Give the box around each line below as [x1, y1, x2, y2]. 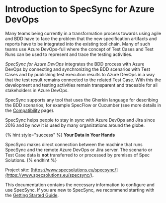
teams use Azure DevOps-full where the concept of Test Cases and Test [5, 46, 154, 52]
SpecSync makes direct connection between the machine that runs [5, 141, 143, 147]
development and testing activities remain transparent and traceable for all [5, 82, 158, 88]
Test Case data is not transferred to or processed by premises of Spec [5, 152, 150, 158]
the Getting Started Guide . [5, 192, 59, 198]
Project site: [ [5, 167, 32, 173]
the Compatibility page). [5, 107, 55, 113]
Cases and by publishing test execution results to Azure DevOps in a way [5, 71, 155, 77]
